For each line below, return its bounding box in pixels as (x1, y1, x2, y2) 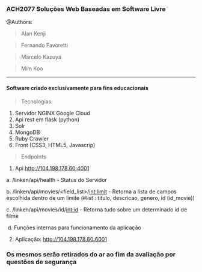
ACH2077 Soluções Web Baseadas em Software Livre (6, 5, 166, 13)
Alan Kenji (20, 30, 46, 37)
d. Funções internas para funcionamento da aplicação (7, 224, 141, 231)
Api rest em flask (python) (14, 116, 80, 123)
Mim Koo (20, 65, 43, 72)
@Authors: (6, 19, 33, 26)
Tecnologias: (20, 98, 53, 105)
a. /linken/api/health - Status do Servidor (6, 176, 107, 183)
